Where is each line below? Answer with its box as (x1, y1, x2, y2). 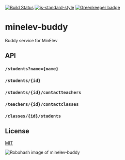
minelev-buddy (5, 22, 68, 32)
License (5, 127, 30, 135)
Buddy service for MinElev (5, 37, 58, 43)
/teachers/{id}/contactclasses (5, 102, 79, 107)
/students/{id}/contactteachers (5, 90, 81, 96)
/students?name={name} (5, 66, 59, 72)
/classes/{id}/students (5, 113, 62, 119)
